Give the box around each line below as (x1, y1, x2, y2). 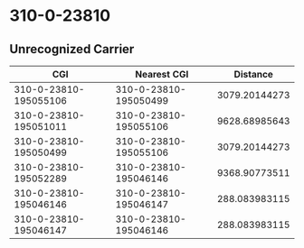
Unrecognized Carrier (9, 41, 135, 57)
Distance (233, 69, 274, 80)
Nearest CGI (135, 69, 189, 80)
